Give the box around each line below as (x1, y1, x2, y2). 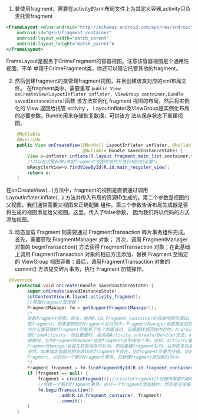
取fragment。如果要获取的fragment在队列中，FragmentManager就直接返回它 (27, 321, 193, 327)
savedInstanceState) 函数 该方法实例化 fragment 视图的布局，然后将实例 (14, 97, 190, 104)
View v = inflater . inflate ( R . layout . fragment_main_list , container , (27, 153, 192, 159)
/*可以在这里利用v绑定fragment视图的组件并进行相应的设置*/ (27, 159, 158, 165)
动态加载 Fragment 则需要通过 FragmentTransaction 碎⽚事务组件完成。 (14, 229, 189, 236)
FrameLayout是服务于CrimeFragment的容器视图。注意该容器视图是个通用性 (6, 58, 190, 65)
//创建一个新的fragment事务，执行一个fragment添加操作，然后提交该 (37, 381, 187, 388)
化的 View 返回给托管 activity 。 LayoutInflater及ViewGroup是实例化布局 (14, 105, 190, 112)
